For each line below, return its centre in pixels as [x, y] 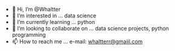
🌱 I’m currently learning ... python [53, 22]
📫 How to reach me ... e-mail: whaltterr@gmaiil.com [77, 41]
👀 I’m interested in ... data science [54, 16]
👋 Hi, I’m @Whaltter [36, 9]
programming [29, 35]
